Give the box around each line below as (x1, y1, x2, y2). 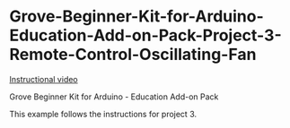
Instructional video (9, 73, 78, 84)
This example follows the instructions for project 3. (9, 108, 198, 119)
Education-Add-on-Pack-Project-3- (9, 25, 282, 46)
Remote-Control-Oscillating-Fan (9, 45, 257, 64)
